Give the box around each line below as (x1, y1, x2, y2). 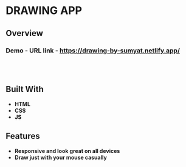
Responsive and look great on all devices (14, 147, 120, 154)
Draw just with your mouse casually (14, 154, 107, 161)
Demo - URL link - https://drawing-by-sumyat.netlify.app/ (5, 46, 181, 55)
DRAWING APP (5, 4, 83, 18)
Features (5, 131, 40, 141)
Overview (5, 28, 44, 38)
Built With (5, 84, 44, 94)
